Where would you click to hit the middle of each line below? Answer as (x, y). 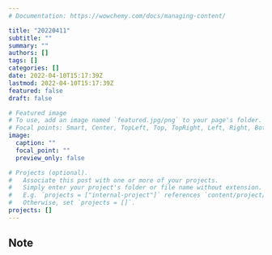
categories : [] (34, 68)
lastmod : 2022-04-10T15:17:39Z (61, 83)
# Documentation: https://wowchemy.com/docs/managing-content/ (117, 16)
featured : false (36, 91)
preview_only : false (50, 158)
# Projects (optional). (49, 172)
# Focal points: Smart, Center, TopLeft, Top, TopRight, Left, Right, (130, 128)
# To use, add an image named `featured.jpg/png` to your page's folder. (136, 121)
